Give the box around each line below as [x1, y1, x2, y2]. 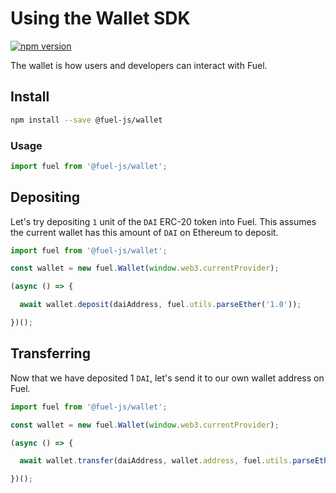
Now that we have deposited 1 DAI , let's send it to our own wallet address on [10, 372, 325, 384]
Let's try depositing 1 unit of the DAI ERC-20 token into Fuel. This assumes [10, 215, 317, 227]
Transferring [10, 345, 91, 362]
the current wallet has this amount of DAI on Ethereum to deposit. [10, 226, 279, 238]
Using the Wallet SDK [10, 7, 191, 30]
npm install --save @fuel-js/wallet [10, 115, 163, 125]
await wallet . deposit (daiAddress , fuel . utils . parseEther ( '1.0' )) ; [19, 300, 302, 310]
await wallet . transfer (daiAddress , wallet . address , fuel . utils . [19, 456, 293, 466]
